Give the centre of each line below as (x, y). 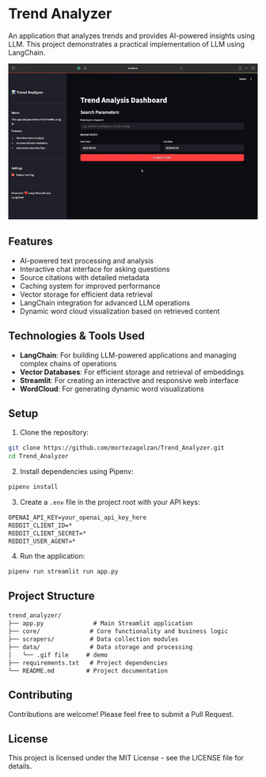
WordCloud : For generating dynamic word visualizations (112, 388)
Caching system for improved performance (90, 286)
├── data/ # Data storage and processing (101, 647)
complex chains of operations (68, 363)
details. (20, 766)
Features (30, 242)
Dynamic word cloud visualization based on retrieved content (120, 311)
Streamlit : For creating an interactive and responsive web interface (129, 380)
